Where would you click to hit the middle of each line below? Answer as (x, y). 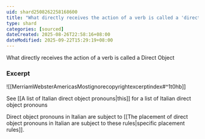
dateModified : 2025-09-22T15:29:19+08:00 (60, 40)
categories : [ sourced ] (35, 29)
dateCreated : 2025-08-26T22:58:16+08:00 (59, 35)
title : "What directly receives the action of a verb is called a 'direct (103, 18)
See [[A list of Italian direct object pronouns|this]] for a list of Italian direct (99, 99)
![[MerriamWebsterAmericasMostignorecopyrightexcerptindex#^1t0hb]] (96, 87)
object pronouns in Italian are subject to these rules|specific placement (95, 123)
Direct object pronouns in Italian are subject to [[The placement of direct (97, 117)
